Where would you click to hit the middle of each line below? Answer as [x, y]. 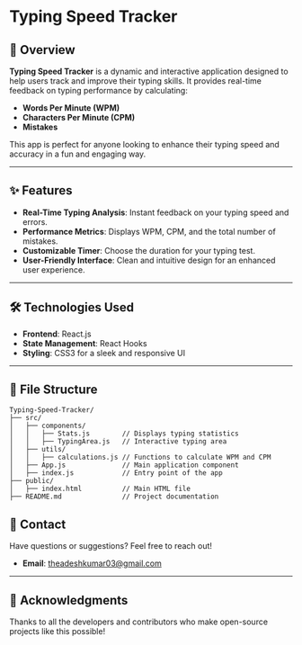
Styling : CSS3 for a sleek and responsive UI [104, 353]
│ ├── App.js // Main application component [124, 465]
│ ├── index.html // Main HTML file [100, 489]
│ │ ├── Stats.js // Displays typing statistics [124, 434]
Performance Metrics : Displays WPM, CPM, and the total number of [149, 231]
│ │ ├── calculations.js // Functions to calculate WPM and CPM [140, 457]
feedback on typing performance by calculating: [99, 90]
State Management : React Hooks [84, 343]
